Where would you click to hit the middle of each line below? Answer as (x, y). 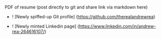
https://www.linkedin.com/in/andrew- (117, 26)
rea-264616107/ (28, 31)
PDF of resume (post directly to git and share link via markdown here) (76, 7)
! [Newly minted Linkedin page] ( (45, 26)
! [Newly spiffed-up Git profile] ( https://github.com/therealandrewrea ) (83, 17)
